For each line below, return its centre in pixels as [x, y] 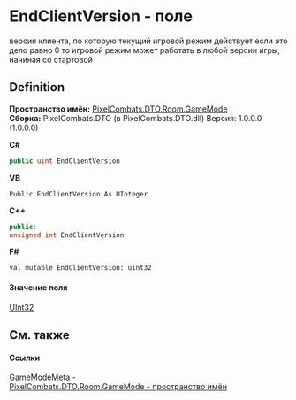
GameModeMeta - [43, 377]
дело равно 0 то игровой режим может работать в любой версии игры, [145, 50]
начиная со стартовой [51, 59]
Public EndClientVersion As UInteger [79, 194]
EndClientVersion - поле [101, 16]
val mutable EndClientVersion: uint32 [80, 268]
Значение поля [38, 287]
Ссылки [25, 358]
